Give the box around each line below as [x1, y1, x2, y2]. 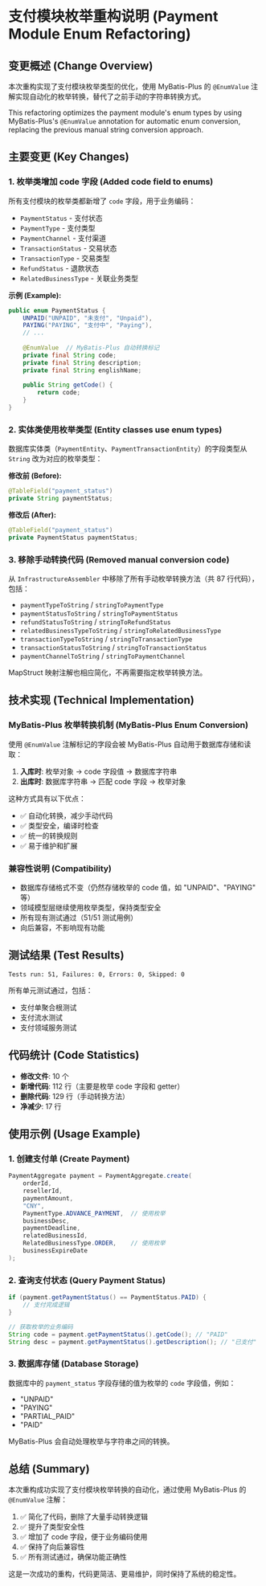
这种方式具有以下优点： [8, 793, 86, 803]
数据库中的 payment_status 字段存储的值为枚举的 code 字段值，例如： [8, 1378, 236, 1388]
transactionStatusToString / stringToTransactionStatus [19, 643, 207, 652]
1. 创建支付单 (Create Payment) [8, 1153, 130, 1164]
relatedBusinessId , [23, 1232, 88, 1240]
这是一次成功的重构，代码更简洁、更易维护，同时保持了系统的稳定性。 [8, 1569, 241, 1579]
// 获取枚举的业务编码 [8, 1322, 74, 1331]
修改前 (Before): [8, 471, 62, 480]
